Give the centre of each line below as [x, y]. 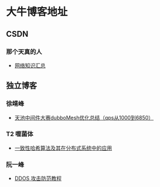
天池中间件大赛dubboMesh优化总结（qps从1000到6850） [84, 117]
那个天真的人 [24, 51]
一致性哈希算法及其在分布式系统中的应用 [63, 148]
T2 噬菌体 [20, 134]
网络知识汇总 [30, 65]
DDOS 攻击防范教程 [38, 178]
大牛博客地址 [37, 12]
